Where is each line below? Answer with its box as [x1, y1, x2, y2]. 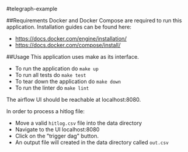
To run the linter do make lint [15, 84, 89, 91]
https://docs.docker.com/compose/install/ [15, 42, 120, 48]
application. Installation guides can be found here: [6, 24, 132, 30]
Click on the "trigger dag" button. [15, 133, 99, 139]
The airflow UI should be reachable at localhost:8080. [6, 96, 141, 103]
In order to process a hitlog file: [6, 108, 85, 114]
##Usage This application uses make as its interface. [6, 53, 139, 60]
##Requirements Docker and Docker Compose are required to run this [6, 17, 183, 24]
